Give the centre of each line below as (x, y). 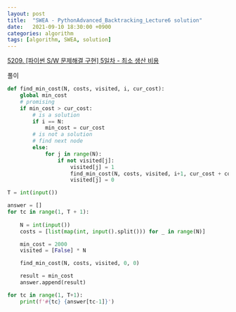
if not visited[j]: (86, 161)
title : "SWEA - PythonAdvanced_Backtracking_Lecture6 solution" (105, 20)
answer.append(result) (53, 283)
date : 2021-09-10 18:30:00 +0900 (59, 27)
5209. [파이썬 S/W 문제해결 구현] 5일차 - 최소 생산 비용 (83, 61)
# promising (37, 102)
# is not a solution (63, 135)
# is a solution (56, 115)
